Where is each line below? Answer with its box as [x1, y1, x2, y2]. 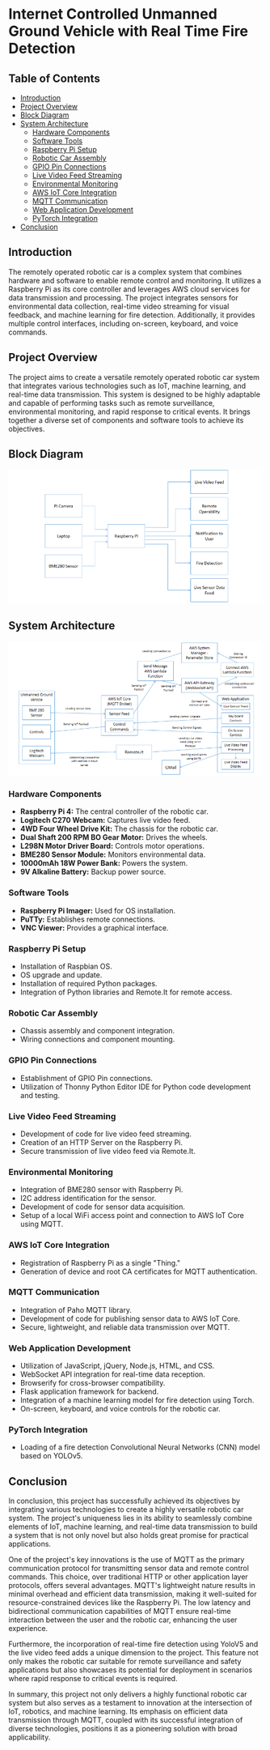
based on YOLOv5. [19, 1451, 83, 1461]
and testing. [19, 1090, 61, 1100]
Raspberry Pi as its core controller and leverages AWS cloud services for [8, 284, 251, 294]
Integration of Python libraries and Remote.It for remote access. [19, 987, 233, 997]
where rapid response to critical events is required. [8, 1674, 178, 1684]
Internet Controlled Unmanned [8, 5, 218, 23]
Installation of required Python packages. [19, 979, 158, 989]
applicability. [8, 1732, 51, 1742]
